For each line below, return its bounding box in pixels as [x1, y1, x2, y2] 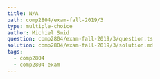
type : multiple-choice [7, 23, 73, 30]
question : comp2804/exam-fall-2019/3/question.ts [7, 36, 154, 43]
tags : [7, 49, 23, 56]
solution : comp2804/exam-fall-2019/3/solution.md [7, 42, 154, 49]
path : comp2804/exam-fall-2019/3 [7, 16, 104, 23]
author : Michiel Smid [7, 29, 70, 36]
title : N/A [7, 10, 39, 17]
